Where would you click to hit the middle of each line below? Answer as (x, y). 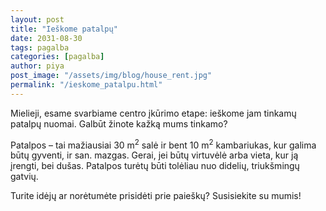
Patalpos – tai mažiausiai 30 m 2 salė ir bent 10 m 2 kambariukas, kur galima (163, 144)
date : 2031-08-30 (46, 38)
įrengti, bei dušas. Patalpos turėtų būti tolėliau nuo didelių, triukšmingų (155, 166)
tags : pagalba (40, 47)
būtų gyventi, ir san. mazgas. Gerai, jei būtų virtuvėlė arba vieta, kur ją (154, 155)
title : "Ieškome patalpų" (64, 29)
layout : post (37, 19)
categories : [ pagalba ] (57, 57)
